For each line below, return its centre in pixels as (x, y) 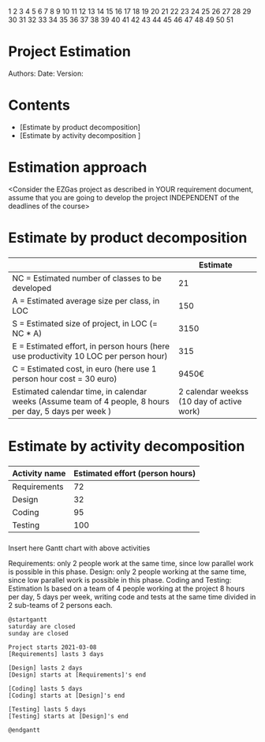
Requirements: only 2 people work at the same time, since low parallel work (131, 563)
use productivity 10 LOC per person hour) (90, 356)
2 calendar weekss (214, 391)
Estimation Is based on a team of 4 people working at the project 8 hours (127, 588)
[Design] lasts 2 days (45, 668)
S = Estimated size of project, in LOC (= (85, 323)
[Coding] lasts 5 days (45, 688)
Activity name (39, 474)
